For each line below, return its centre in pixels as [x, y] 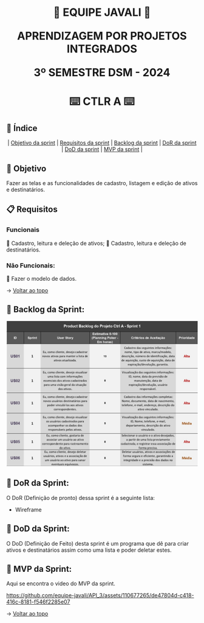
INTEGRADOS [102, 49]
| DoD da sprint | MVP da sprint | [102, 149]
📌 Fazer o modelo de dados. [42, 278]
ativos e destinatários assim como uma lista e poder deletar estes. [89, 550]
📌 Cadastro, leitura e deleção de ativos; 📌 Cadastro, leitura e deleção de [96, 243]
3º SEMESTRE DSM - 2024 [102, 73]
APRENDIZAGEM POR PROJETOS [102, 36]
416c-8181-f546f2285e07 [38, 602]
